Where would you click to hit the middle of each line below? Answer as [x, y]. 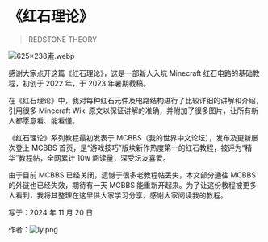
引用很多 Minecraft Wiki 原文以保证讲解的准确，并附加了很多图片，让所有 [130, 111]
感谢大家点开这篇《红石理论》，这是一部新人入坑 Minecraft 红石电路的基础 [130, 73]
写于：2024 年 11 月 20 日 [51, 212]
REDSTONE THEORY [63, 39]
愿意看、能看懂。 [50, 120]
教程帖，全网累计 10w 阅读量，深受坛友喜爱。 [95, 157]
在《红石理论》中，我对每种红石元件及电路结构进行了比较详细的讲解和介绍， [136, 100]
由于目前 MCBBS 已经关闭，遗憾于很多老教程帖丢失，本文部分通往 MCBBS [132, 175]
